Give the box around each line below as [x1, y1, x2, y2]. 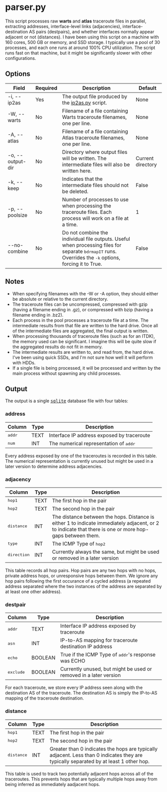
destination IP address [60, 643, 113, 650]
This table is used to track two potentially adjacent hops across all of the [5, 771, 154, 777]
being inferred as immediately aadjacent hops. [5, 781, 100, 787]
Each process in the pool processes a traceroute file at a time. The [12, 317, 149, 323]
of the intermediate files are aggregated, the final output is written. [12, 328, 149, 334]
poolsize [7, 211, 28, 218]
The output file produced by [62, 93, 128, 100]
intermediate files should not [62, 181, 129, 188]
